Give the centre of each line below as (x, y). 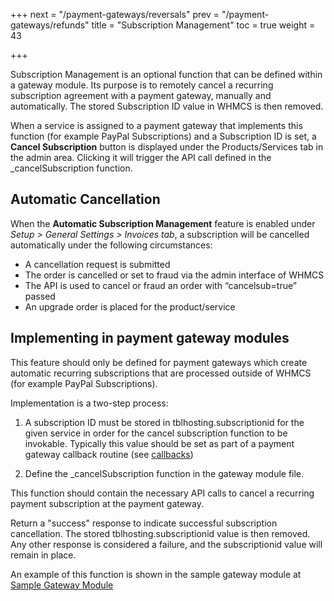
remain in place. (43, 555)
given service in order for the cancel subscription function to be (156, 433)
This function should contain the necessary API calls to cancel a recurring (162, 493)
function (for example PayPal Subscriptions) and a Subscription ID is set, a (163, 136)
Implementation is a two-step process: (89, 403)
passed (40, 296)
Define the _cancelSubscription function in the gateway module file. (164, 473)
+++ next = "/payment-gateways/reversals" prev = (115, 14)
